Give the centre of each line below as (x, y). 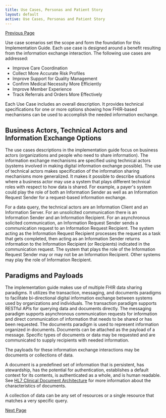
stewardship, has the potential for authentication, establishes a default (77, 370)
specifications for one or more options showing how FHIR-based (71, 109)
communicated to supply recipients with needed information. (67, 340)
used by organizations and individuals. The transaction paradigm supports (81, 303)
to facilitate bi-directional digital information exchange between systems (79, 298)
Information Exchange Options (53, 138)
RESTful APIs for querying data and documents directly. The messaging (78, 309)
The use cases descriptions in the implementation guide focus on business (82, 150)
